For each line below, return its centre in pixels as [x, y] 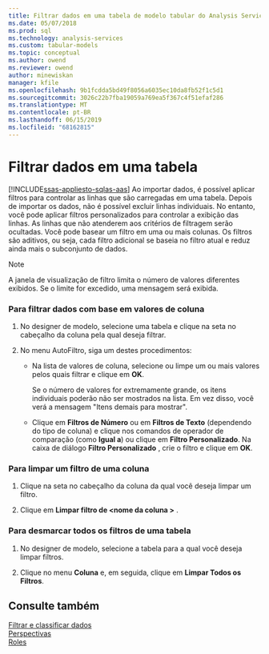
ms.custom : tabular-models [53, 46]
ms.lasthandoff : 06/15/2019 [55, 120]
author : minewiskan [41, 75]
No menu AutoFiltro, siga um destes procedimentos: [106, 350]
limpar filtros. [42, 556]
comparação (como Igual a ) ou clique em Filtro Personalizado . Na [142, 439]
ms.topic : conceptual [44, 53]
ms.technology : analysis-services [66, 38]
